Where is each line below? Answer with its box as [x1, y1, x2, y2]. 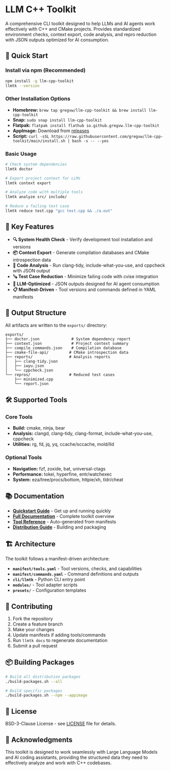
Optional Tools [5, 454, 42, 461]
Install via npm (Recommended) [5, 67, 86, 74]
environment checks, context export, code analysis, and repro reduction [5, 31, 157, 37]
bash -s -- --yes [72, 138, 109, 143]
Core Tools [5, 413, 33, 420]
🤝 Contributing [5, 602, 53, 611]
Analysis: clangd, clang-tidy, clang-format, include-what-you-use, [12, 430, 153, 437]
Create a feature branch [12, 621, 63, 627]
